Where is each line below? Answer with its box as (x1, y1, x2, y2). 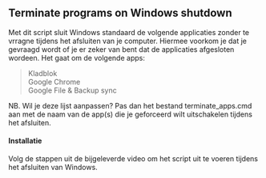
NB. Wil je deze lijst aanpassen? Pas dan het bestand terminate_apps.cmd (8, 101, 252, 110)
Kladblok (27, 68, 58, 78)
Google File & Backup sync (27, 85, 118, 95)
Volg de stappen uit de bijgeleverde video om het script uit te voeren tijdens (8, 154, 259, 164)
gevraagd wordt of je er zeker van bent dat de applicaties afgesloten (8, 44, 235, 54)
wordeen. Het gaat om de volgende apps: (8, 53, 146, 62)
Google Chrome (27, 77, 81, 86)
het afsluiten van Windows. (8, 163, 98, 172)
